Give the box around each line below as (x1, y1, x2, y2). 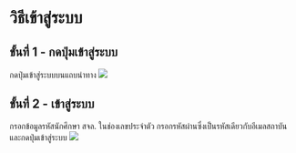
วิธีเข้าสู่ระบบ (9, 7, 83, 28)
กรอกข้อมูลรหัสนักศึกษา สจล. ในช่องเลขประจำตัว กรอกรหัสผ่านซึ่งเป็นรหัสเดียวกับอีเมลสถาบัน (9, 120, 288, 131)
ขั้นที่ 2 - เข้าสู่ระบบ (9, 97, 95, 112)
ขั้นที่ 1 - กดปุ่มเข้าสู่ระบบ (9, 44, 118, 59)
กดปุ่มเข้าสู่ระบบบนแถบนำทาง (9, 69, 97, 80)
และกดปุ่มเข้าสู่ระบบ (9, 131, 67, 143)
